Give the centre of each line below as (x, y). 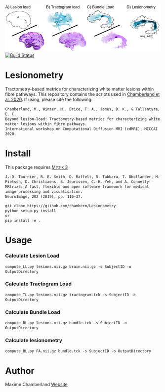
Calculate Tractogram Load (38, 284)
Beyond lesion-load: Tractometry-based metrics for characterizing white (83, 119)
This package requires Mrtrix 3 (37, 167)
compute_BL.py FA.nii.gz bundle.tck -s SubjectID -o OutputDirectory (78, 351)
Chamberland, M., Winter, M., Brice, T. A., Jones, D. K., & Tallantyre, (83, 109)
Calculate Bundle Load (33, 312)
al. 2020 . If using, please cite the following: (49, 100)
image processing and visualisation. (44, 192)
